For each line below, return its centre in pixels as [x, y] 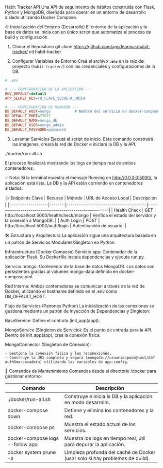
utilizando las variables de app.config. [87, 362]
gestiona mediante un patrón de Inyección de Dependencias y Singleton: [78, 311]
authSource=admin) [24, 362]
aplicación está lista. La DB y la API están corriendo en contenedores [74, 183]
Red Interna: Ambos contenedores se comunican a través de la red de [75, 286]
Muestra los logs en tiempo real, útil [105, 438]
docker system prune [32, 452]
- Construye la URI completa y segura [44, 358]
